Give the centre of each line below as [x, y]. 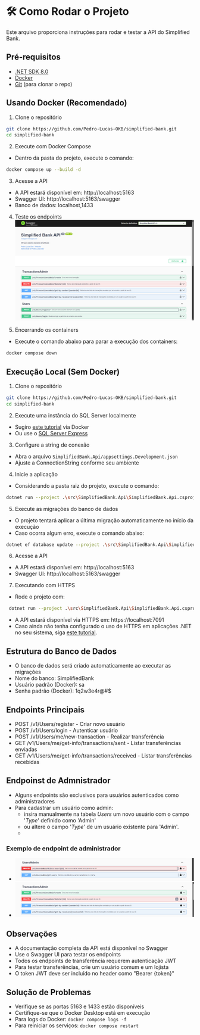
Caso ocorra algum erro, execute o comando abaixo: [79, 533]
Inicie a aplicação [36, 474]
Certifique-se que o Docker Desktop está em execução [82, 1012]
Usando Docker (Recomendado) [67, 103]
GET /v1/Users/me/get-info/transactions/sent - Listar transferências [98, 743]
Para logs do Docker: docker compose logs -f [71, 1019]
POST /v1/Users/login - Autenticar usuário [66, 730]
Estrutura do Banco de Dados [62, 651]
